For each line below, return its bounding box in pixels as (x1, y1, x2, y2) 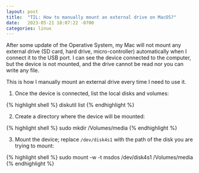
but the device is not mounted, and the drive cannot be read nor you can (6, 61, 184, 68)
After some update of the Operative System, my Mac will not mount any (6, 42, 181, 49)
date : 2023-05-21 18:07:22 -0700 (6, 20, 94, 26)
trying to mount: (14, 142, 55, 149)
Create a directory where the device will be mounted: (14, 113, 146, 120)
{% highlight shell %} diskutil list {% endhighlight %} (6, 102, 135, 109)
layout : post (6, 8, 39, 15)
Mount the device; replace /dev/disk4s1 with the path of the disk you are (14, 136, 193, 143)
